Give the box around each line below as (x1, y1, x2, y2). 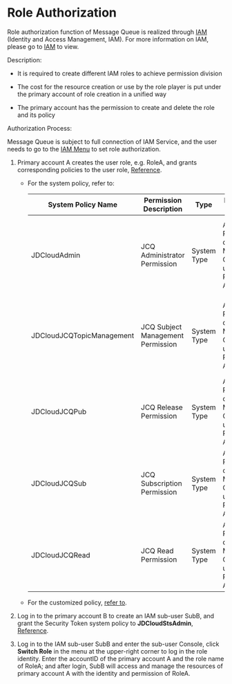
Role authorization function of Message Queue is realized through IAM (7, 28, 207, 36)
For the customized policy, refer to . (27, 598, 128, 607)
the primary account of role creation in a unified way (17, 90, 167, 98)
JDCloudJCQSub (30, 479, 87, 488)
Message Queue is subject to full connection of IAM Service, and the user (7, 137, 217, 146)
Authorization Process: (7, 124, 72, 132)
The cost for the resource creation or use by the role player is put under (17, 82, 222, 91)
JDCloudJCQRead (30, 550, 91, 560)
